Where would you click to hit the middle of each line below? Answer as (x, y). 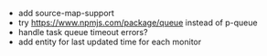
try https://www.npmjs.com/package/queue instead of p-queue (138, 23)
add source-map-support (66, 13)
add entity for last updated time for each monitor (110, 42)
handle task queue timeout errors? (83, 32)
